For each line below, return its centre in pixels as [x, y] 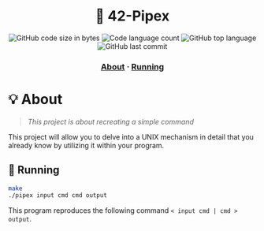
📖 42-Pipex [132, 16]
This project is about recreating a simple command [111, 121]
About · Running [132, 66]
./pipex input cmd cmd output [58, 196]
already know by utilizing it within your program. [86, 145]
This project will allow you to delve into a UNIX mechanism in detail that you [131, 136]
